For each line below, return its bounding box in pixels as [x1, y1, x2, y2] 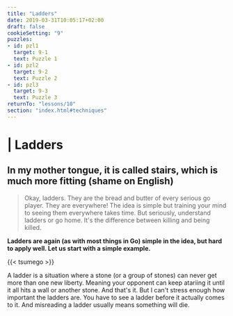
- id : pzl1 [7, 42, 39, 49]
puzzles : [7, 36, 33, 43]
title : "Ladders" [7, 10, 58, 17]
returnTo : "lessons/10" [7, 101, 77, 108]
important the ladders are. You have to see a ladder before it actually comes [7, 293, 225, 301]
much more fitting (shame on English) [7, 175, 174, 188]
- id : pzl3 [7, 81, 39, 88]
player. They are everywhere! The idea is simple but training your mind [24, 201, 227, 209]
